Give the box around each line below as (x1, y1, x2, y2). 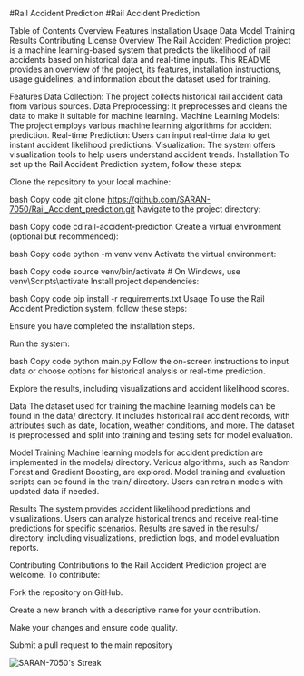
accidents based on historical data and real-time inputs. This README (9, 55, 271, 65)
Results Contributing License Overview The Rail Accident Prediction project (9, 35, 291, 45)
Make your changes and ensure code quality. (9, 622, 179, 632)
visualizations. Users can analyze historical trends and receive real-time (9, 513, 279, 523)
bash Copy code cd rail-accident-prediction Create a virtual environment (9, 222, 282, 232)
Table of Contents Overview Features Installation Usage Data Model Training (9, 25, 296, 35)
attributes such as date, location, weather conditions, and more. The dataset (9, 420, 295, 431)
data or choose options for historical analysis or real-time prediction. (9, 365, 266, 376)
